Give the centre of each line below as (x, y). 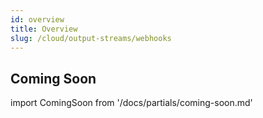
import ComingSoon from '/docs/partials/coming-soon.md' (131, 103)
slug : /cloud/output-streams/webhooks (91, 38)
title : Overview (44, 29)
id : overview (37, 19)
